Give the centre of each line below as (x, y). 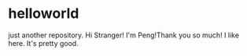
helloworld (44, 14)
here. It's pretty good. (43, 43)
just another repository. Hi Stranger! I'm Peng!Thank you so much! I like (124, 35)
